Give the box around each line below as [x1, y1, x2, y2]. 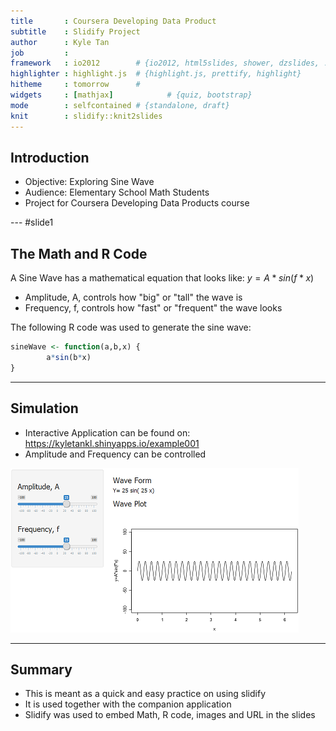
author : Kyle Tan [10, 37, 110, 47]
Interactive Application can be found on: [24, 426, 191, 439]
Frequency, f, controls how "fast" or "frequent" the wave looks [24, 302, 283, 314]
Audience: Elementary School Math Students [24, 186, 210, 199]
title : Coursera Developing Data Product [10, 16, 217, 26]
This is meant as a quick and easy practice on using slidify [24, 688, 267, 700]
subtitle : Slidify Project [10, 26, 141, 37]
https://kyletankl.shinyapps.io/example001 [24, 437, 200, 449]
